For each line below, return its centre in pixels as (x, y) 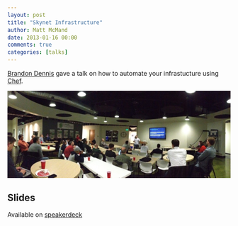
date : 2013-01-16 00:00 (42, 38)
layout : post (27, 15)
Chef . (15, 81)
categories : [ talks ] (38, 52)
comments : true (30, 45)
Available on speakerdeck (45, 215)
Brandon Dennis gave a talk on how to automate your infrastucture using (113, 73)
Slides (21, 197)
